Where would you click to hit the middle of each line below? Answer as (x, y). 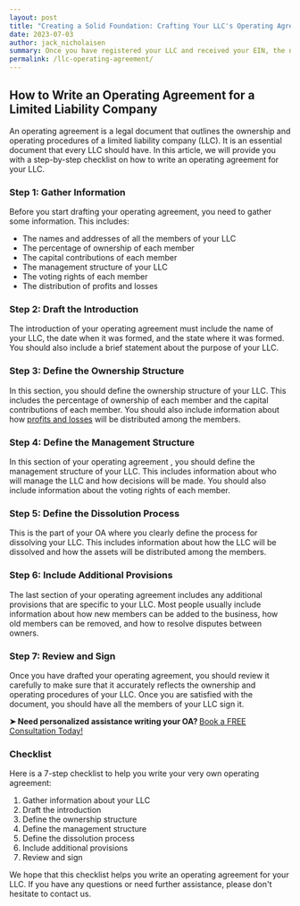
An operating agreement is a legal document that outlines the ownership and (150, 131)
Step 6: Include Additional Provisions (91, 576)
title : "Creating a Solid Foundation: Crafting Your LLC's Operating (142, 26)
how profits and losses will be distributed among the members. (125, 419)
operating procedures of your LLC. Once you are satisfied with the (131, 694)
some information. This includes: (69, 221)
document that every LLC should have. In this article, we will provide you (143, 150)
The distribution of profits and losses (90, 286)
